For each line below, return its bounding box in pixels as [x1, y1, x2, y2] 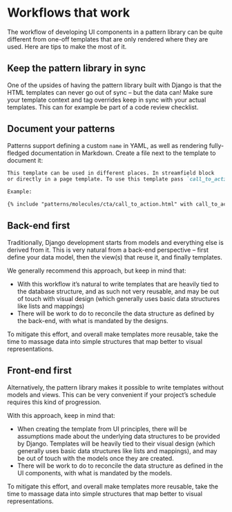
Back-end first [7, 220, 70, 232]
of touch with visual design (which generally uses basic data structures [17, 294, 220, 302]
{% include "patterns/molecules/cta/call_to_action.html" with [7, 201, 193, 208]
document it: [7, 156, 43, 164]
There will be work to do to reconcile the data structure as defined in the [17, 461, 223, 470]
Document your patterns [7, 123, 115, 135]
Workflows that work [7, 5, 130, 21]
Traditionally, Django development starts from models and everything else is [7, 238, 224, 246]
